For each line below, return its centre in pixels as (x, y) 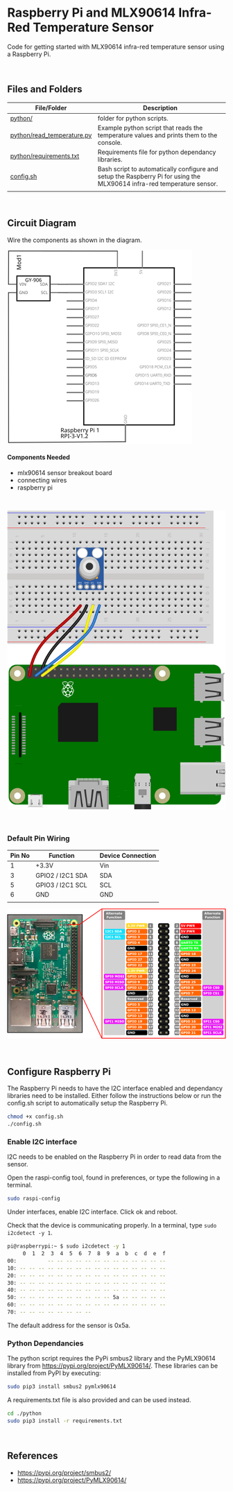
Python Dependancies (45, 1343)
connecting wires (42, 481)
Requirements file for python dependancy (157, 152)
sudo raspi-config (34, 1199)
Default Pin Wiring (39, 838)
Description (161, 108)
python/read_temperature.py (51, 135)
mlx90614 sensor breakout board (64, 473)
